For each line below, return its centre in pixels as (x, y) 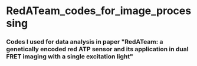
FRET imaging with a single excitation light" (70, 57)
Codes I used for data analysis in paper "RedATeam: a (85, 42)
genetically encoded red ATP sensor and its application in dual (97, 49)
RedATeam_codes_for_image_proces (99, 11)
